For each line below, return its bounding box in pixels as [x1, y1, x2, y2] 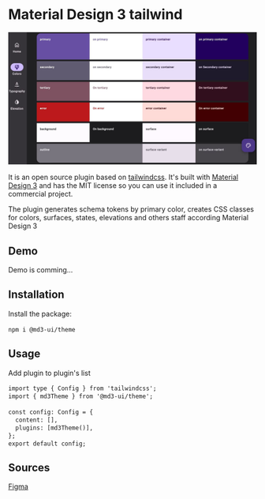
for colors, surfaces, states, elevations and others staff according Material [8, 213, 249, 223]
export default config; [8, 440, 87, 448]
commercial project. [8, 189, 73, 199]
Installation [8, 288, 65, 302]
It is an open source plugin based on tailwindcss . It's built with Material [8, 172, 239, 182]
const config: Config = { [8, 408, 93, 416]
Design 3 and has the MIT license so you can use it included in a [8, 181, 218, 190]
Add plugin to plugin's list [8, 368, 91, 377]
